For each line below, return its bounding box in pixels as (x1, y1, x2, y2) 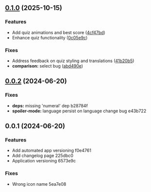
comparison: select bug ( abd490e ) (12, 63, 84, 69)
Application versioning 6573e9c (12, 158, 76, 164)
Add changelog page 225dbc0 (12, 153, 74, 158)
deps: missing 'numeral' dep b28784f (12, 103, 88, 108)
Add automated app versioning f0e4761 (12, 148, 91, 154)
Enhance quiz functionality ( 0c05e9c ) (12, 35, 88, 40)
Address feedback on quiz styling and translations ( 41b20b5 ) (12, 58, 134, 64)
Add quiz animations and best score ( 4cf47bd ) (12, 29, 105, 35)
